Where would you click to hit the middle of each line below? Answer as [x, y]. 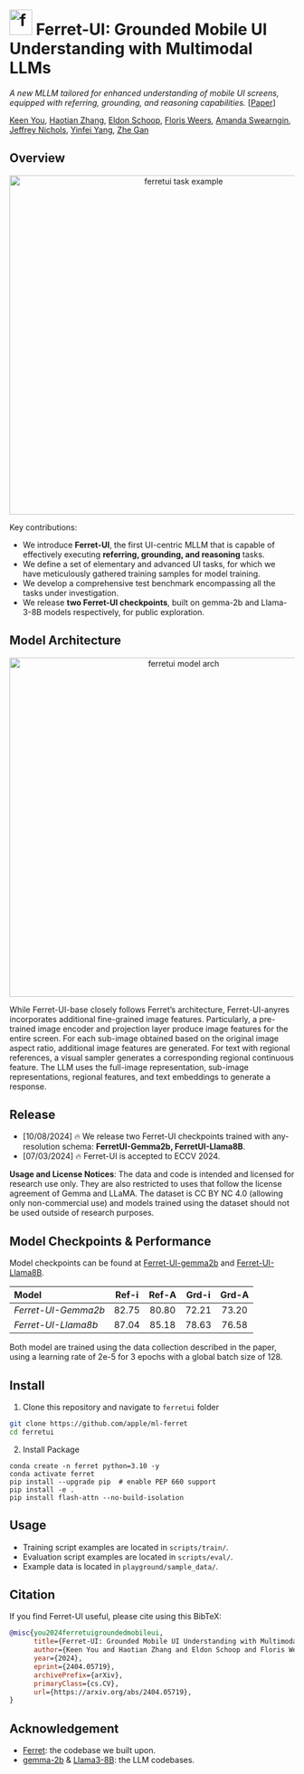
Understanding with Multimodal [131, 49]
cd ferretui [32, 1432]
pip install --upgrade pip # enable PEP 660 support [113, 1482]
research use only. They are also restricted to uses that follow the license [146, 1184]
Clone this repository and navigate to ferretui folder [121, 1407]
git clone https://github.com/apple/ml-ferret [99, 1424]
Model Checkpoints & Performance [110, 1241]
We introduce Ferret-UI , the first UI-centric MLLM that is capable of [149, 545]
